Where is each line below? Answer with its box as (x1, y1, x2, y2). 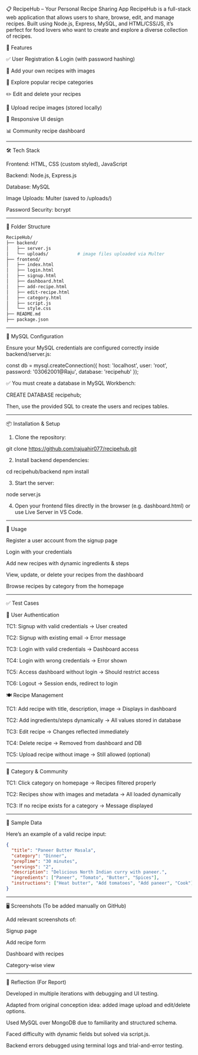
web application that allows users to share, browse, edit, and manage (6, 14, 174, 21)
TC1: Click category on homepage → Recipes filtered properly (6, 779, 156, 786)
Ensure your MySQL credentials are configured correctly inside (6, 344, 159, 351)
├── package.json (6, 316, 49, 323)
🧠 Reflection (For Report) (6, 978, 67, 985)
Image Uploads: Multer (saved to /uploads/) (6, 194, 112, 202)
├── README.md (6, 311, 41, 317)
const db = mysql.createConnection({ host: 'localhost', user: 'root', (6, 362, 168, 369)
